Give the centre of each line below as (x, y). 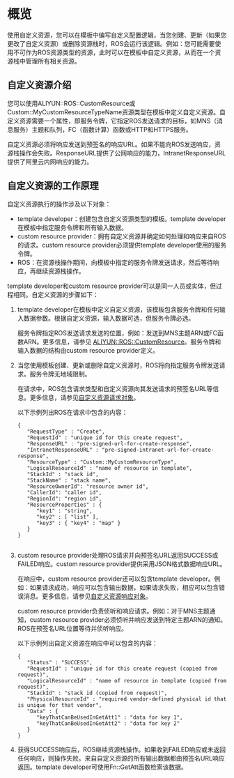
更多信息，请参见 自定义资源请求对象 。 (85, 397)
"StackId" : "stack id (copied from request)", (97, 693)
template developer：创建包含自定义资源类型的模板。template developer (122, 219)
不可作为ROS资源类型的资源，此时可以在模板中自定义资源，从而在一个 (114, 52)
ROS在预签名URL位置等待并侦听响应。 (72, 628)
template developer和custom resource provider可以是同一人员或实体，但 (112, 286)
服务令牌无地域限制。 (60, 374)
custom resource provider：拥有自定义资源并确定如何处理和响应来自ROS (122, 236)
